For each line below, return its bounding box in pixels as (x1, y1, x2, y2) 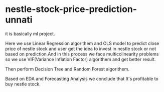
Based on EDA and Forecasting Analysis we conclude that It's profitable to (5, 75, 159, 81)
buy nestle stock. (5, 81, 41, 87)
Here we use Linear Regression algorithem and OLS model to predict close (5, 40, 159, 46)
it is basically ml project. (5, 30, 55, 36)
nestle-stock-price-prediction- (5, 3, 137, 15)
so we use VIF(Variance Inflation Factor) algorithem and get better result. (5, 56, 156, 62)
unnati (5, 14, 33, 25)
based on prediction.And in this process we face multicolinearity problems (5, 51, 159, 57)
